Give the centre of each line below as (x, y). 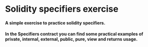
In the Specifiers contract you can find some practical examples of (74, 34)
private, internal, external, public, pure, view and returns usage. (72, 39)
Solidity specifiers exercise (62, 9)
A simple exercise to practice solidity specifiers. (55, 23)
